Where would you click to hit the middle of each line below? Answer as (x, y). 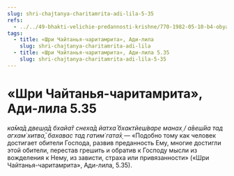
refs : (15, 20)
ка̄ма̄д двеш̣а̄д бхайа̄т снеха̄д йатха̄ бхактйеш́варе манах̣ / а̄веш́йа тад (115, 128)
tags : (15, 33)
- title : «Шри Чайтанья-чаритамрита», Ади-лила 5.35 (92, 53)
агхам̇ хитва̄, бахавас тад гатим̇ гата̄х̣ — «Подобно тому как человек (112, 135)
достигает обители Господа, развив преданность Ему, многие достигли (114, 142)
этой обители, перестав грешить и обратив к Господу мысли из (102, 150)
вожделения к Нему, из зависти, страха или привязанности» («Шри (108, 157)
